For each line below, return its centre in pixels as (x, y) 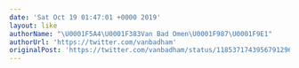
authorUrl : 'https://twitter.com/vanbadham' (93, 42)
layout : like (33, 26)
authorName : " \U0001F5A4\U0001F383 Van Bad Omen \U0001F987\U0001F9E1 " (141, 34)
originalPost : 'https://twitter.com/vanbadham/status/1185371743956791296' (153, 50)
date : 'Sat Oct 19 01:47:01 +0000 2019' (85, 17)
